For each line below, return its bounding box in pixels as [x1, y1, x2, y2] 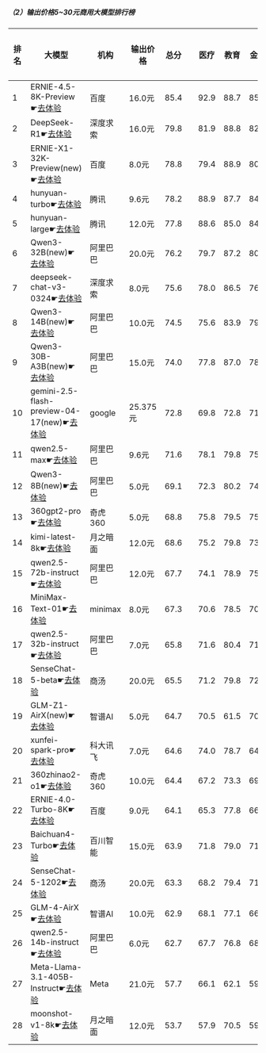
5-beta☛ [30, 674, 65, 685]
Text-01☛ [30, 603, 70, 614]
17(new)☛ [30, 416, 70, 427]
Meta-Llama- [30, 961, 82, 972]
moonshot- [30, 1008, 74, 1019]
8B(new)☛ [30, 480, 70, 491]
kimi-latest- [30, 531, 77, 542]
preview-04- [30, 405, 81, 416]
